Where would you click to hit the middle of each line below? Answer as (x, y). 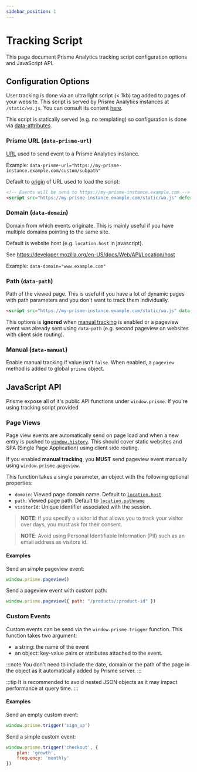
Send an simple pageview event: (45, 568)
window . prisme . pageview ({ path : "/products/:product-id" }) (81, 601)
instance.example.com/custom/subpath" (53, 171)
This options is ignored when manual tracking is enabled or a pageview (92, 322)
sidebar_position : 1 (31, 11)
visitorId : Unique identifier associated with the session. (83, 507)
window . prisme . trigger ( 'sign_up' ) (48, 725)
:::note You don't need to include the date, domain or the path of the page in (98, 664)
